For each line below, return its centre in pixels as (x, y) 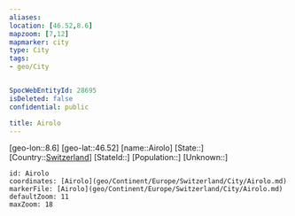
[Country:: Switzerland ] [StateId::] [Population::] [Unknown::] (119, 158)
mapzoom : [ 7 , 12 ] (39, 34)
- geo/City (29, 67)
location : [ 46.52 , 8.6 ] (51, 26)
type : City (29, 50)
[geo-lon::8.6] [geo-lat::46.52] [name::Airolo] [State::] (107, 148)
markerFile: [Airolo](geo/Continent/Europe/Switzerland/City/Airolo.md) (146, 189)
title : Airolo (35, 123)
